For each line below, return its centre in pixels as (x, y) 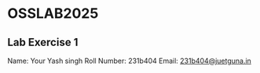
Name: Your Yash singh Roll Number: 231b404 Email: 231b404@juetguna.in (130, 61)
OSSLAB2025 (53, 14)
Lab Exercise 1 (43, 42)
